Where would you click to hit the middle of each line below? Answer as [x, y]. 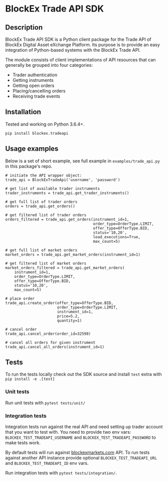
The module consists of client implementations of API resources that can [80, 60]
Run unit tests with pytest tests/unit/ [45, 403]
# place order [20, 299]
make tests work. [23, 443]
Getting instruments [33, 80]
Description [24, 27]
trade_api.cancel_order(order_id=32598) [48, 334]
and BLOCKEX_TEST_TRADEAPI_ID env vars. [47, 463]
